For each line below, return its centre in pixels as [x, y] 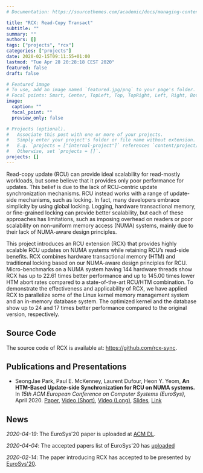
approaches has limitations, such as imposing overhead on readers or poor [100, 219]
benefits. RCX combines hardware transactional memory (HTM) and [91, 256]
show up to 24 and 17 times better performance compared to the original [97, 307]
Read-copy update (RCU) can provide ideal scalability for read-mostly [93, 174]
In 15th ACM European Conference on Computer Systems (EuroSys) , [100, 394]
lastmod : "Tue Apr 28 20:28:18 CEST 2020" [60, 62]
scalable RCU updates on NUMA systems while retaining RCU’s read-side [98, 250]
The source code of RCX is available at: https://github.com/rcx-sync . [92, 347]
